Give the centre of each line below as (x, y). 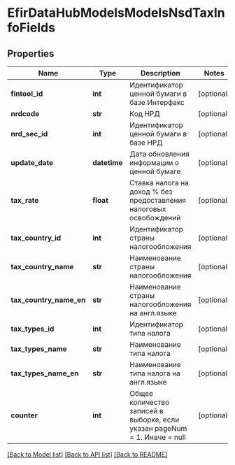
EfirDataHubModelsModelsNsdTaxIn (116, 13)
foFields (31, 28)
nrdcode (25, 114)
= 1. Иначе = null (158, 437)
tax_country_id (36, 238)
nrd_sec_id (29, 134)
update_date (32, 163)
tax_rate (25, 200)
